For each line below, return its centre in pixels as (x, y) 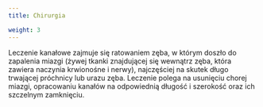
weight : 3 (25, 30)
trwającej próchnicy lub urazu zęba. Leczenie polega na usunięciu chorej (128, 78)
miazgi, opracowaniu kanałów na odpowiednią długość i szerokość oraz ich (132, 86)
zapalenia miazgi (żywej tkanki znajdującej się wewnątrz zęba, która (120, 61)
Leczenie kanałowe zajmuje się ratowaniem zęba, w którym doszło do (122, 52)
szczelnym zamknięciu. (46, 94)
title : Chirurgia (37, 15)
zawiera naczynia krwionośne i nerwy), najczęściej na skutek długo (118, 69)
